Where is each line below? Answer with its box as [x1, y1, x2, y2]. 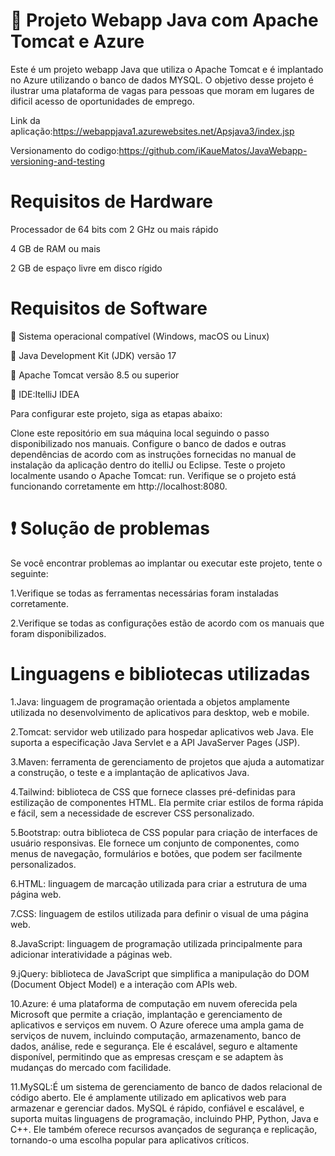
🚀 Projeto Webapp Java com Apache [10, 9, 319, 32]
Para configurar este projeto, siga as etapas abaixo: [10, 407, 223, 419]
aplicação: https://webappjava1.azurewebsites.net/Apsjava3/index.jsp [10, 125, 295, 137]
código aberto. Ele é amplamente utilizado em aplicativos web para [10, 1091, 287, 1103]
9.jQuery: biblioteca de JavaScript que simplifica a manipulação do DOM [10, 967, 310, 979]
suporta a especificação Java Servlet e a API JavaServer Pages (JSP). [10, 736, 300, 748]
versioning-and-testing [10, 155, 106, 167]
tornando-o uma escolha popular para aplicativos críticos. [10, 1134, 250, 1146]
